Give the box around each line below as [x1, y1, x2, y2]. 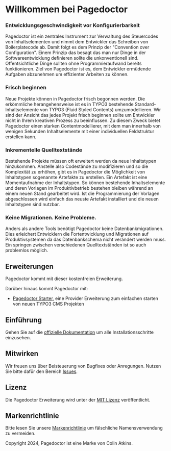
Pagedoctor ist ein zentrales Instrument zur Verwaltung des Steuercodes [5, 33, 158, 39]
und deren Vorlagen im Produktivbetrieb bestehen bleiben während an [5, 185, 153, 191]
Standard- [134, 101, 156, 107]
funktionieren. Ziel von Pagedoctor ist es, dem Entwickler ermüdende [5, 66, 151, 72]
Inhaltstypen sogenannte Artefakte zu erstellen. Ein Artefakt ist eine [5, 174, 148, 181]
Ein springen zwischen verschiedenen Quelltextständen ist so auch [5, 242, 146, 248]
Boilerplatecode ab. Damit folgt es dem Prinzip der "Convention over [5, 44, 150, 51]
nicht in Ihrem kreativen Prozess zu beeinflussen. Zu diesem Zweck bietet [5, 117, 161, 123]
